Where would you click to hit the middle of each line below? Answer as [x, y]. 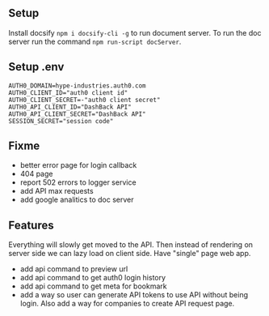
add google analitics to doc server [77, 200]
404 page [36, 174]
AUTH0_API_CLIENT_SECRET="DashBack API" [78, 114]
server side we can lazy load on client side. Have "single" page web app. [130, 254]
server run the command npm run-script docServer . [95, 41]
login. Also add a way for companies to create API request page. [127, 304]
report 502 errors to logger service [78, 182]
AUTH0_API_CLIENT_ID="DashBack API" [70, 107]
